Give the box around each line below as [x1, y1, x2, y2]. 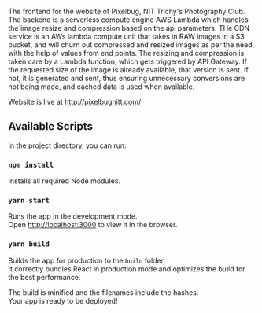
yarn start [8, 196, 50, 205]
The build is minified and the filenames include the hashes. [8, 287, 199, 297]
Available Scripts [8, 120, 93, 133]
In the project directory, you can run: [8, 141, 127, 150]
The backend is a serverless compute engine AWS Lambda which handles [8, 15, 249, 24]
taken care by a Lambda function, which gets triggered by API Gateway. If [8, 57, 248, 66]
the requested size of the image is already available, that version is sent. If [8, 65, 249, 74]
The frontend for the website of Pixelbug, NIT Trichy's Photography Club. [8, 7, 245, 16]
